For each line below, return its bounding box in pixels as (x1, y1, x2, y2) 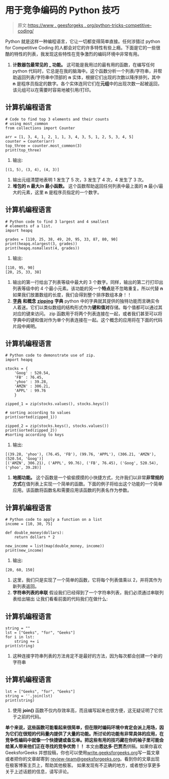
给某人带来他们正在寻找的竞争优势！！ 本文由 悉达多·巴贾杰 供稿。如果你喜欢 (5, 743, 162, 749)
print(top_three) (5, 147, 42, 153)
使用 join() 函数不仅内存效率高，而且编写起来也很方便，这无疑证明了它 (12, 707, 159, 713)
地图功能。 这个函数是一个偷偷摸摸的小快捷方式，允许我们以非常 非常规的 (12, 474, 164, 481)
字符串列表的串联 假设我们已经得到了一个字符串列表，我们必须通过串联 (12, 589, 159, 595)
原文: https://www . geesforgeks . (17, 22, 86, 28)
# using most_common (5, 121, 49, 126)
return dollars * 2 (14, 535, 55, 540)
